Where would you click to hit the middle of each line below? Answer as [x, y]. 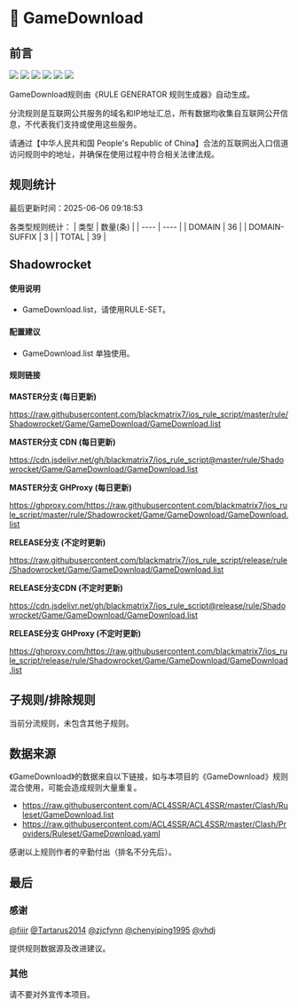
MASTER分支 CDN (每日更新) [63, 442]
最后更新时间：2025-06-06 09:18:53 [76, 208]
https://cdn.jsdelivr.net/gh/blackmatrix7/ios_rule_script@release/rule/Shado [148, 605]
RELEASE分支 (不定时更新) [58, 542]
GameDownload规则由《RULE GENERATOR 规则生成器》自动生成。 [132, 94]
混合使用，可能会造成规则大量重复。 [75, 788]
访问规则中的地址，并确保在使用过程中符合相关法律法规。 [114, 154]
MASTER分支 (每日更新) [53, 396]
